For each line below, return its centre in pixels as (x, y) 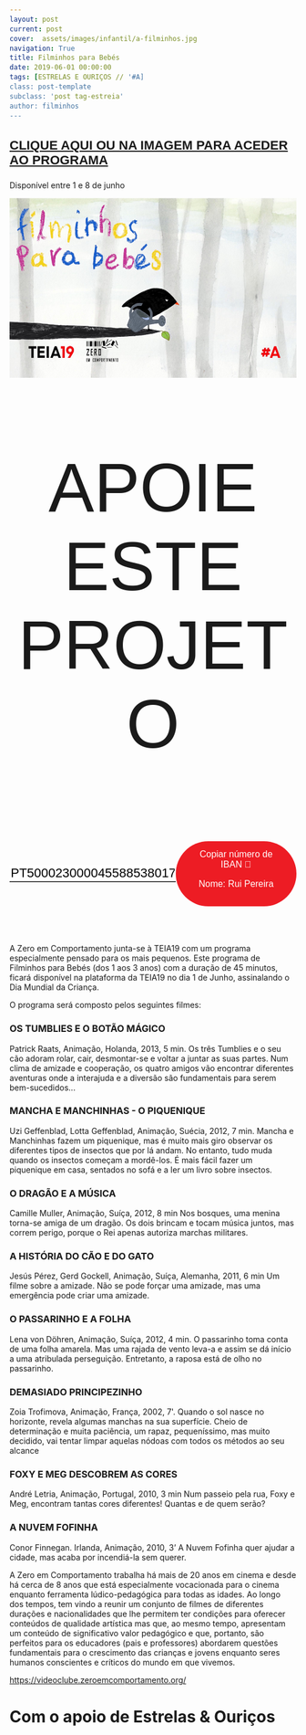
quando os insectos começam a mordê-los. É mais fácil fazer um (131, 1160)
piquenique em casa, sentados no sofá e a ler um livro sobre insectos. (141, 1170)
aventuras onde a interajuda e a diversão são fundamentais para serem (143, 1078)
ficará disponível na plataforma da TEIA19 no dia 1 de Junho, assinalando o (149, 978)
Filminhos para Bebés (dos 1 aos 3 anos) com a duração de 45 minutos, (144, 968)
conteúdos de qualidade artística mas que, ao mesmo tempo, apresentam (148, 1623)
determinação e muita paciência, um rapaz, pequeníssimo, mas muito (140, 1431)
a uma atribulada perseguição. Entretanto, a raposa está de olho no (136, 1358)
